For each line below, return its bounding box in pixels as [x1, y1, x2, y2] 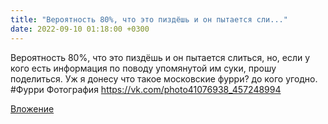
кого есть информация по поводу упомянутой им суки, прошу [10, 62, 277, 74]
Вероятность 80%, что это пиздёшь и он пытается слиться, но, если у [10, 51, 311, 63]
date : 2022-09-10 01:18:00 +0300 [10, 24, 150, 34]
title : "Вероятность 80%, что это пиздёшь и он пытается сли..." [10, 14, 288, 25]
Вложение [10, 102, 55, 115]
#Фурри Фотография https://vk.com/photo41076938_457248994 [10, 83, 282, 95]
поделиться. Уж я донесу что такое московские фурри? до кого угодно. [10, 72, 318, 85]
